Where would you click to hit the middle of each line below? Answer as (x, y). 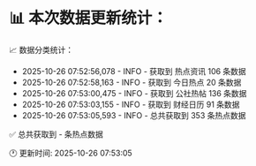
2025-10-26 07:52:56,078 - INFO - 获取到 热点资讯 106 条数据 (134, 71)
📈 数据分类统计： (41, 49)
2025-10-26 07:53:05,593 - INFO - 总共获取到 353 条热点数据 (134, 115)
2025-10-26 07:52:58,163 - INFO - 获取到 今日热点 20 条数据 (132, 82)
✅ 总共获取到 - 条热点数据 (56, 134)
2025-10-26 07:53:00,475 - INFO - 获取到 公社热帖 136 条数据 (134, 93)
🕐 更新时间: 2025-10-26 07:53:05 (71, 153)
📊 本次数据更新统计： (88, 18)
